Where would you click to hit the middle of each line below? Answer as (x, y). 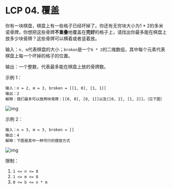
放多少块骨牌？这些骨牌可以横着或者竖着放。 (52, 38)
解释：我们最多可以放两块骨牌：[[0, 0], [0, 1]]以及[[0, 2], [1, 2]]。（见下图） (85, 99)
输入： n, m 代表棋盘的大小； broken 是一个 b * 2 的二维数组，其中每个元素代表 (85, 49)
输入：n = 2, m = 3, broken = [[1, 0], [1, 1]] (56, 88)
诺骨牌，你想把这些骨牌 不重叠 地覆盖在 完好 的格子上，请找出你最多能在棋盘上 (86, 32)
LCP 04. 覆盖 (33, 10)
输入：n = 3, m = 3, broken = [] (40, 130)
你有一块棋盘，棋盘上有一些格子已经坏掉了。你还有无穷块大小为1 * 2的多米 (84, 26)
